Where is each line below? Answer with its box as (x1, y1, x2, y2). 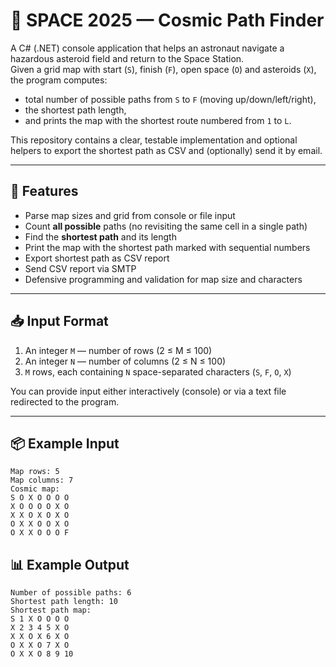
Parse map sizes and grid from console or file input (24, 209, 236, 221)
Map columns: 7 (10, 475, 74, 486)
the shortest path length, (24, 104, 127, 116)
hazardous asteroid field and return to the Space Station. (10, 52, 245, 64)
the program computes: (10, 74, 108, 86)
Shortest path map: (10, 605, 92, 616)
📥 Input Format (10, 313, 109, 330)
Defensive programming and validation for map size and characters (24, 273, 303, 285)
